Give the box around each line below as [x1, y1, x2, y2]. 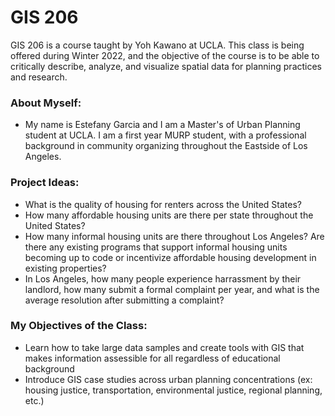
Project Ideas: [10, 176, 80, 190]
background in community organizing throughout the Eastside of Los [24, 140, 308, 152]
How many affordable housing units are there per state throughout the [24, 209, 314, 221]
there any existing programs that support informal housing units [24, 241, 288, 253]
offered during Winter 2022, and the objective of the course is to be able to [10, 49, 320, 61]
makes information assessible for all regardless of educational [24, 352, 281, 364]
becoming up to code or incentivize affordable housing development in [24, 251, 317, 263]
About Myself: [10, 96, 82, 110]
